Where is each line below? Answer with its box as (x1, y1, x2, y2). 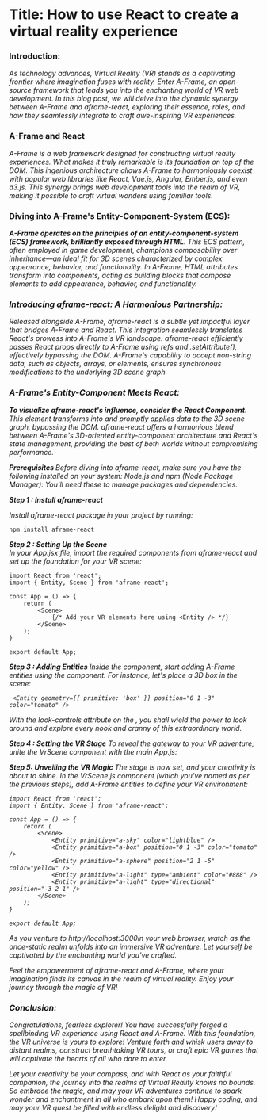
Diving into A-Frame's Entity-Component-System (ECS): (9, 210, 231, 221)
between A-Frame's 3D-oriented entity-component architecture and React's (9, 430, 258, 440)
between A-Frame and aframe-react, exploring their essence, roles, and (9, 102, 246, 112)
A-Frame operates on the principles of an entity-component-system (9, 228, 239, 239)
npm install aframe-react (9, 526, 94, 533)
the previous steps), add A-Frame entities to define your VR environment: (9, 779, 249, 789)
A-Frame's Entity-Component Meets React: (9, 387, 181, 398)
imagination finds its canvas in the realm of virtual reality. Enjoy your (9, 973, 234, 984)
